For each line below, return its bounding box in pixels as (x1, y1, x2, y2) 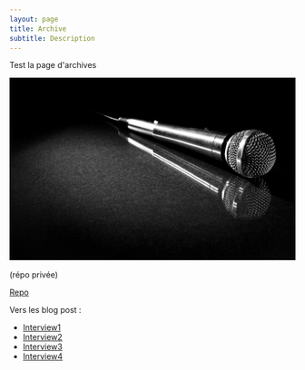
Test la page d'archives (9, 60, 97, 71)
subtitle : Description (9, 34, 95, 43)
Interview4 (22, 350, 64, 362)
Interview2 (22, 331, 64, 342)
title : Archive (9, 24, 67, 34)
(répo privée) (9, 268, 59, 280)
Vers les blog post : (9, 304, 82, 315)
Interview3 (22, 341, 64, 352)
